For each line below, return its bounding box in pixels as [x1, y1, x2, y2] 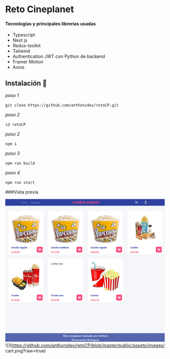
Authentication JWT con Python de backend [12, 53, 105, 59]
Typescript [12, 32, 35, 38]
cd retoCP [5, 122, 26, 127]
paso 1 [5, 92, 19, 98]
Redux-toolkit [12, 43, 41, 49]
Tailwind [12, 48, 30, 54]
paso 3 [5, 151, 20, 157]
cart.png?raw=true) [5, 347, 46, 353]
